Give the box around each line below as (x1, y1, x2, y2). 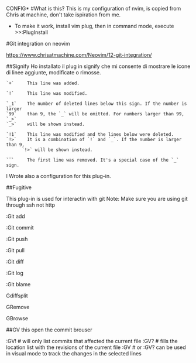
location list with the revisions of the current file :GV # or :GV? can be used (6, 344, 186, 351)
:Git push (6, 235, 28, 242)
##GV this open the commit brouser (6, 326, 92, 333)
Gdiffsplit (6, 292, 28, 299)
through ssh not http (6, 201, 56, 208)
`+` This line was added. (6, 80, 80, 86)
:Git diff (6, 258, 25, 265)
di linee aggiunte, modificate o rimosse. (6, 69, 101, 76)
